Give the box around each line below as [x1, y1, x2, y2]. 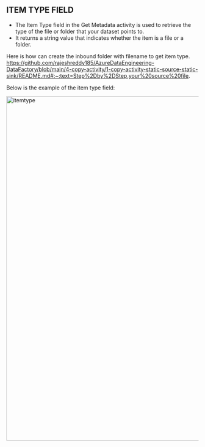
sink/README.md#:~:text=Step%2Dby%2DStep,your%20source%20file [6, 72, 189, 79]
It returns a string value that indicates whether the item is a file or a [15, 34, 184, 42]
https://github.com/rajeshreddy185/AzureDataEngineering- [6, 59, 154, 66]
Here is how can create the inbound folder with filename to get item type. [6, 52, 190, 60]
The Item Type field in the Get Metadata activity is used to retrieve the [15, 21, 191, 28]
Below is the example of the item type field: [6, 84, 115, 91]
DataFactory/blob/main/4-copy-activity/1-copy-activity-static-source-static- [6, 66, 198, 73]
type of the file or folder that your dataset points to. [15, 28, 145, 35]
